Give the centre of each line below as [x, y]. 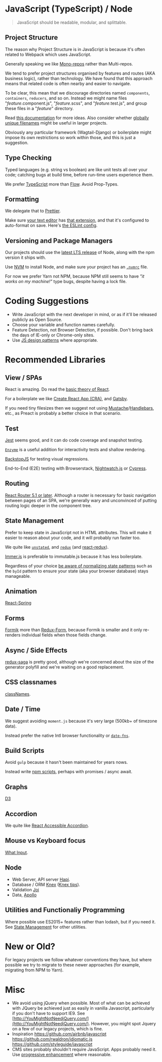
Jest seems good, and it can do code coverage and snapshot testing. [74, 440]
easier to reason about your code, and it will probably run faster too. [73, 538]
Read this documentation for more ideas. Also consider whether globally [77, 118]
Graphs [16, 787]
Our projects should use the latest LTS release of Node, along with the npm [80, 253]
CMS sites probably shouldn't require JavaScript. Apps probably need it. [84, 1049]
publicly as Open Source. [37, 320]
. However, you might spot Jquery [122, 1024]
